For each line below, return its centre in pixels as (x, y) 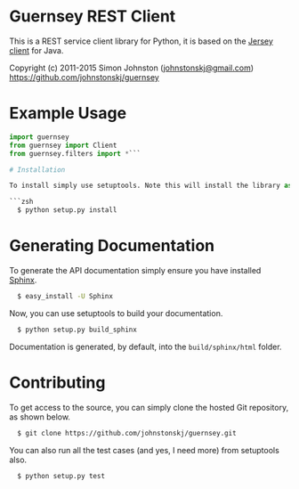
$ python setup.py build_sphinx (77, 330)
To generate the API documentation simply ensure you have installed (135, 270)
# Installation (37, 170)
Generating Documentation (112, 246)
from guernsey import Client (63, 145)
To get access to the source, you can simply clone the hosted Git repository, (149, 407)
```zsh (21, 202)
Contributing (57, 383)
